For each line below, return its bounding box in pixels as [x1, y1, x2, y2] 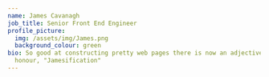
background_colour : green [14, 42, 102, 50]
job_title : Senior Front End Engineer [7, 19, 137, 27]
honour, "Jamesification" [14, 57, 102, 65]
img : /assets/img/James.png [14, 34, 109, 43]
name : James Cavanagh [7, 11, 80, 20]
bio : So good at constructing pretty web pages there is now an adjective [7, 49, 263, 57]
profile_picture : [7, 26, 66, 34]
